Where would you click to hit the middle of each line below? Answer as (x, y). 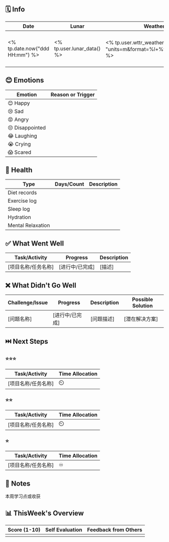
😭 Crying (19, 144)
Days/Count (69, 184)
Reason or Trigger (73, 94)
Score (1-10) (24, 529)
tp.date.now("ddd (28, 48)
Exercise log (22, 201)
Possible (143, 299)
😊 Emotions (25, 80)
